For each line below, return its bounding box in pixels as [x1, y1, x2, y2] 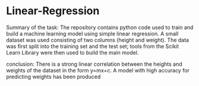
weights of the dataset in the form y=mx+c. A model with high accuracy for [6, 66, 190, 74]
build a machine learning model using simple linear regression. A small [6, 30, 179, 37]
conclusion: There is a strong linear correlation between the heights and [6, 60, 182, 68]
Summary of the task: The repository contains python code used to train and [6, 24, 194, 31]
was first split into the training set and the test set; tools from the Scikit [6, 43, 179, 50]
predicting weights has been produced [6, 73, 101, 80]
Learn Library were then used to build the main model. [6, 49, 139, 56]
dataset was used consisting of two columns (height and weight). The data [6, 36, 189, 43]
